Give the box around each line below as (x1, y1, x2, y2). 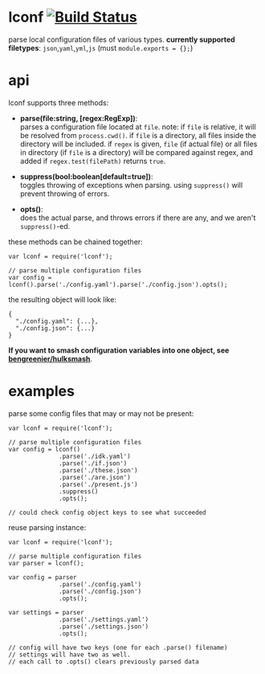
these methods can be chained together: (8, 237, 143, 247)
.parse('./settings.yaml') (59, 615, 149, 623)
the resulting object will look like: (8, 294, 116, 304)
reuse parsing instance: (8, 522, 87, 532)
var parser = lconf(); (8, 559, 84, 567)
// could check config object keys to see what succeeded (8, 509, 206, 517)
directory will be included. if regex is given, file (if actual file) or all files (19, 139, 258, 149)
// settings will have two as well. (8, 651, 131, 659)
